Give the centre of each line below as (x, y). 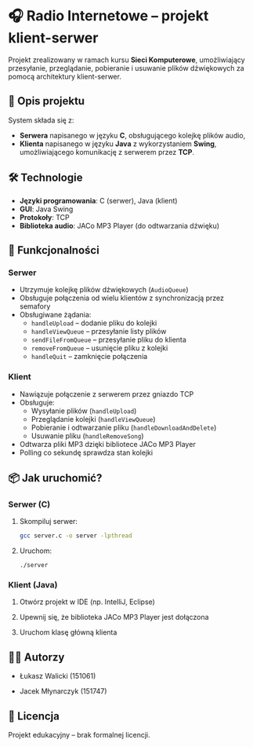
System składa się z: (41, 120)
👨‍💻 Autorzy (36, 657)
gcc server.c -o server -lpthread (76, 536)
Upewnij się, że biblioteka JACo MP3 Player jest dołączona (114, 617)
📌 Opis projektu (46, 101)
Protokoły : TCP (44, 217)
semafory (35, 306)
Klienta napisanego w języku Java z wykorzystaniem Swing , (118, 144)
